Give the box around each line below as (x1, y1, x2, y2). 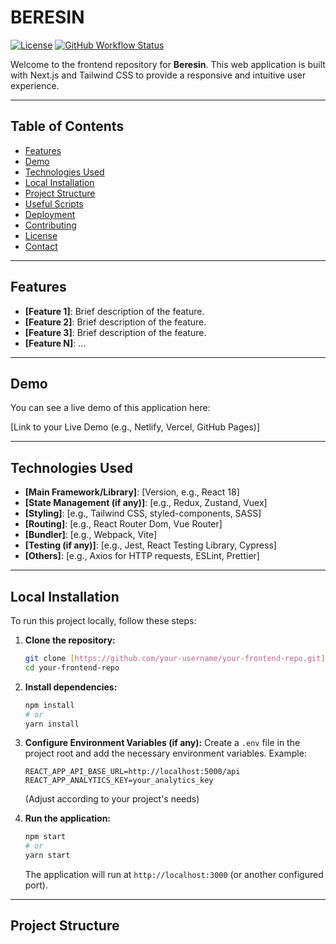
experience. (10, 79, 60, 91)
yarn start (24, 851, 71, 861)
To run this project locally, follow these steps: (10, 615, 197, 626)
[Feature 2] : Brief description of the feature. (24, 316, 207, 328)
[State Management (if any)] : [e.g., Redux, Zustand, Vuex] (24, 497, 268, 509)
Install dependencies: (24, 681, 118, 693)
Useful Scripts (24, 197, 84, 210)
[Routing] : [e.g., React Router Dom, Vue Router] (24, 518, 223, 530)
